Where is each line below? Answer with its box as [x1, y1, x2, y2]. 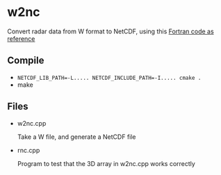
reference [7, 34, 35, 42]
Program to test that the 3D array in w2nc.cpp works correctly [17, 159, 196, 167]
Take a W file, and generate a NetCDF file [17, 133, 137, 141]
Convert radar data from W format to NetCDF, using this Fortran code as [7, 27, 214, 35]
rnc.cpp [17, 146, 40, 154]
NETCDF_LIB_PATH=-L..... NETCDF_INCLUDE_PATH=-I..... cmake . [17, 74, 202, 81]
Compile [7, 55, 44, 67]
